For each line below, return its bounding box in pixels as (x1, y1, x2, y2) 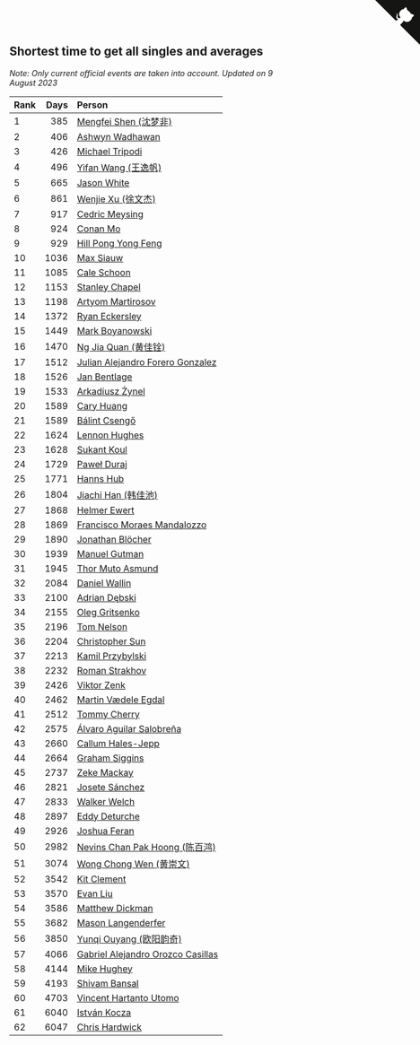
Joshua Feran (76, 824, 135, 837)
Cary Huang (76, 399, 128, 412)
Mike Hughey (76, 962, 133, 975)
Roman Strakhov (76, 664, 146, 676)
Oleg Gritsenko (76, 605, 141, 618)
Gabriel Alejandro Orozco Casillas (76, 947, 218, 960)
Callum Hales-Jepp (76, 736, 160, 749)
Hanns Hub (76, 472, 125, 484)
